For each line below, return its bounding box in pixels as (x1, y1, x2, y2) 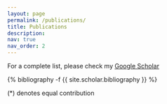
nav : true (7, 36, 36, 43)
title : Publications (7, 23, 68, 30)
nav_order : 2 (7, 43, 46, 50)
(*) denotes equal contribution (7, 89, 95, 97)
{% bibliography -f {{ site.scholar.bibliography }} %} (7, 75, 158, 84)
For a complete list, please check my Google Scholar (7, 62, 160, 70)
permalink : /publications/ (7, 17, 86, 24)
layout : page (7, 10, 46, 17)
